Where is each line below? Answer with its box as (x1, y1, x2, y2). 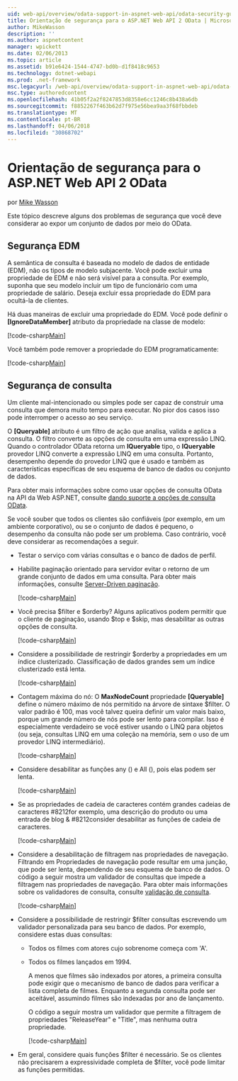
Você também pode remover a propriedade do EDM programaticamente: (7, 345, 219, 354)
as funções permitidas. (17, 1065, 85, 1074)
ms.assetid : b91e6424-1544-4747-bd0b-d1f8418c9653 (7, 63, 160, 70)
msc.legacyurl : (7, 83, 52, 90)
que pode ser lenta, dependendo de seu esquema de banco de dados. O (17, 865, 230, 873)
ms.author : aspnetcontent (7, 37, 84, 44)
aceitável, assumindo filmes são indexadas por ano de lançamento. (28, 994, 225, 1002)
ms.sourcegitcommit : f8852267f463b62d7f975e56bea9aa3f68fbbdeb (7, 103, 198, 110)
